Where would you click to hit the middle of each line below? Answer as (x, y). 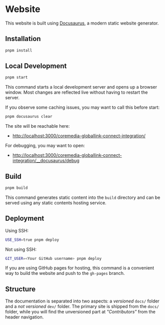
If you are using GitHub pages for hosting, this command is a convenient (79, 268)
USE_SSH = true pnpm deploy (32, 240)
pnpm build (16, 188)
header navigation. (24, 317)
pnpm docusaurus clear (29, 117)
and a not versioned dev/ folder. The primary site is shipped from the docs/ (82, 306)
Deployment (25, 219)
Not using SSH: (21, 249)
